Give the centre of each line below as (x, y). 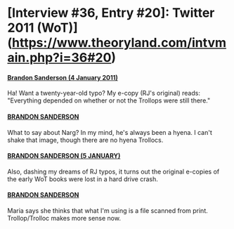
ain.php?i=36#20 (59, 58)
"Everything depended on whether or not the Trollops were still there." (109, 100)
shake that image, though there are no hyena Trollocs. (85, 140)
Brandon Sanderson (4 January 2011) (63, 77)
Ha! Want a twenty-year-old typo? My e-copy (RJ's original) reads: (104, 93)
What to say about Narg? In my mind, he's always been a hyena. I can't (110, 132)
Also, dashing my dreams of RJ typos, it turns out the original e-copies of (113, 171)
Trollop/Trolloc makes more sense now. (64, 218)
